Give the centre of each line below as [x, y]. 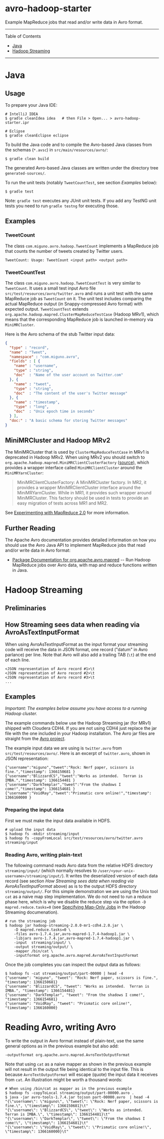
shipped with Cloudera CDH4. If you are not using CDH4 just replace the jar [81, 728]
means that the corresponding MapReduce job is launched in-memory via [79, 319]
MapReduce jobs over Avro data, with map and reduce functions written [84, 565]
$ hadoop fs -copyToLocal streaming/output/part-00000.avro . [70, 1093]
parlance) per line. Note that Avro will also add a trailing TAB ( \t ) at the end [81, 654]
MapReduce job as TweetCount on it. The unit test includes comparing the [79, 298]
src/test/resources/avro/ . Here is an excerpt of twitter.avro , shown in [78, 753]
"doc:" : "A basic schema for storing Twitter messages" [69, 420]
